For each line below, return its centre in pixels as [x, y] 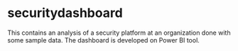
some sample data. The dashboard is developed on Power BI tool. [104, 40]
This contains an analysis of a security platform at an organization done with [119, 33]
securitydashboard [65, 13]
